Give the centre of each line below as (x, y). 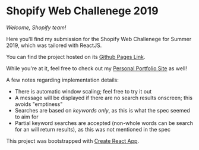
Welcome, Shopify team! (36, 27)
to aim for (26, 117)
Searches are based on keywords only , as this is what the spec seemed (102, 110)
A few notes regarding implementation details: (62, 80)
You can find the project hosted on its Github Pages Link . (76, 57)
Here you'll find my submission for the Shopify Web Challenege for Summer (99, 39)
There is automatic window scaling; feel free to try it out (83, 91)
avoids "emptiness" (39, 104)
